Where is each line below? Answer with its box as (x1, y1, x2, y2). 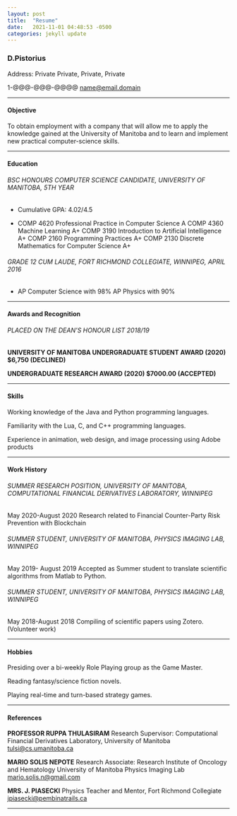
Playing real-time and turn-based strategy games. (7, 691, 153, 699)
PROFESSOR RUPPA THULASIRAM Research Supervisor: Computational (7, 729, 219, 738)
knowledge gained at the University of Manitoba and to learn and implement (7, 129, 229, 138)
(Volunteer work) (7, 624, 56, 633)
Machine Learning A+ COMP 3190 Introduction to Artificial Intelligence (17, 226, 222, 235)
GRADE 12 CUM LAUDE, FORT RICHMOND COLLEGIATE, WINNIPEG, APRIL (7, 257, 226, 266)
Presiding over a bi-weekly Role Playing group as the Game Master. (7, 663, 203, 672)
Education (7, 160, 38, 168)
